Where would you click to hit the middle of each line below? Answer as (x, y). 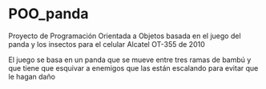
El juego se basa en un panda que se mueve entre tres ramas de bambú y (130, 60)
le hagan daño (32, 76)
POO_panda (48, 14)
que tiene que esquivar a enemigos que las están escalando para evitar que (133, 68)
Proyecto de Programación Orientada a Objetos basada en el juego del (125, 36)
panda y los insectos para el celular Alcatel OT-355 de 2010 (107, 44)
